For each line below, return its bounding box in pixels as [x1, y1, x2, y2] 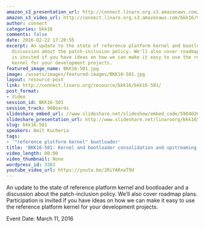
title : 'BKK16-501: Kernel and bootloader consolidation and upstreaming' [6, 144, 200, 151]
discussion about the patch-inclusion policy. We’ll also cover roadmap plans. [6, 190, 198, 198]
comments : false [6, 32, 47, 38]
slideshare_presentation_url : [6, 116, 83, 122]
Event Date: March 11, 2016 [6, 215, 74, 223]
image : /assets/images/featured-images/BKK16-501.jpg [6, 71, 146, 77]
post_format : [6, 88, 39, 94]
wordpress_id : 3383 [6, 162, 56, 168]
